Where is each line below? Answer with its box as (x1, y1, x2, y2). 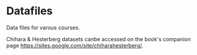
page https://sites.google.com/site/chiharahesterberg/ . (6, 42, 144, 49)
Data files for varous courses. (6, 24, 80, 31)
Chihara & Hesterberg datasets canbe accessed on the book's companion (6, 35, 191, 42)
